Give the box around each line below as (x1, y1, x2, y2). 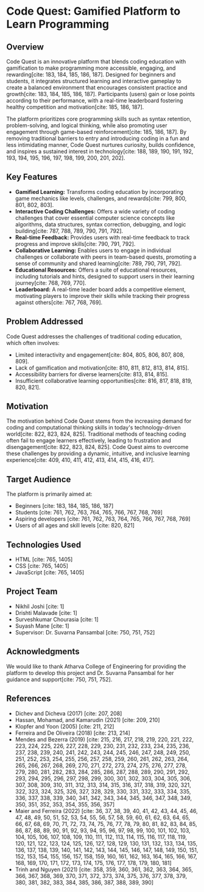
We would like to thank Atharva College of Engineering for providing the (6, 663, 186, 670)
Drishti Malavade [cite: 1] (15, 609, 77, 616)
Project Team (6, 586, 58, 597)
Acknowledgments (6, 647, 80, 657)
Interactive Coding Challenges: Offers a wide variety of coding (15, 207, 175, 215)
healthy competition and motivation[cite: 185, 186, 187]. (6, 103, 144, 111)
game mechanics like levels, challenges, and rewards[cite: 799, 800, (15, 195, 187, 202)
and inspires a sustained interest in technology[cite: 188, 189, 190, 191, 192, (6, 148, 194, 155)
